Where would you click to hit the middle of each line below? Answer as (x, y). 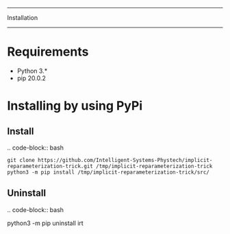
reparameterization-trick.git (50, 166)
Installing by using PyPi (75, 106)
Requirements (48, 52)
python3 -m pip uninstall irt (45, 223)
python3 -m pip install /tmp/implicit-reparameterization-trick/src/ (108, 172)
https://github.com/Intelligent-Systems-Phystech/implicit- (125, 160)
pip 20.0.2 (31, 78)
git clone (21, 160)
